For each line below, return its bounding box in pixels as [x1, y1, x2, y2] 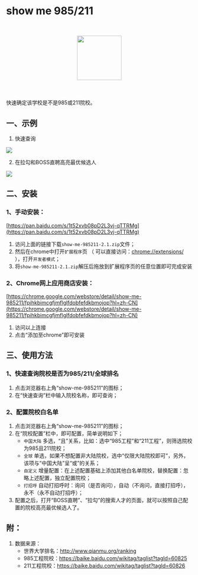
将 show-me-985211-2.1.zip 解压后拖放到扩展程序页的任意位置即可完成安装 [14, 263, 193, 270]
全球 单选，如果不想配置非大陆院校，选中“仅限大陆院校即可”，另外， [23, 452, 189, 459]
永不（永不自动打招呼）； [23, 489, 84, 496]
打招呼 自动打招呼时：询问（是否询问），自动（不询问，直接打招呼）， [23, 481, 189, 488]
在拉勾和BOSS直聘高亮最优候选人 [14, 159, 96, 165]
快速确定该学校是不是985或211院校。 [6, 99, 96, 106]
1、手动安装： [6, 208, 46, 216]
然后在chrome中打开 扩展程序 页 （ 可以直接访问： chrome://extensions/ [14, 248, 184, 255]
